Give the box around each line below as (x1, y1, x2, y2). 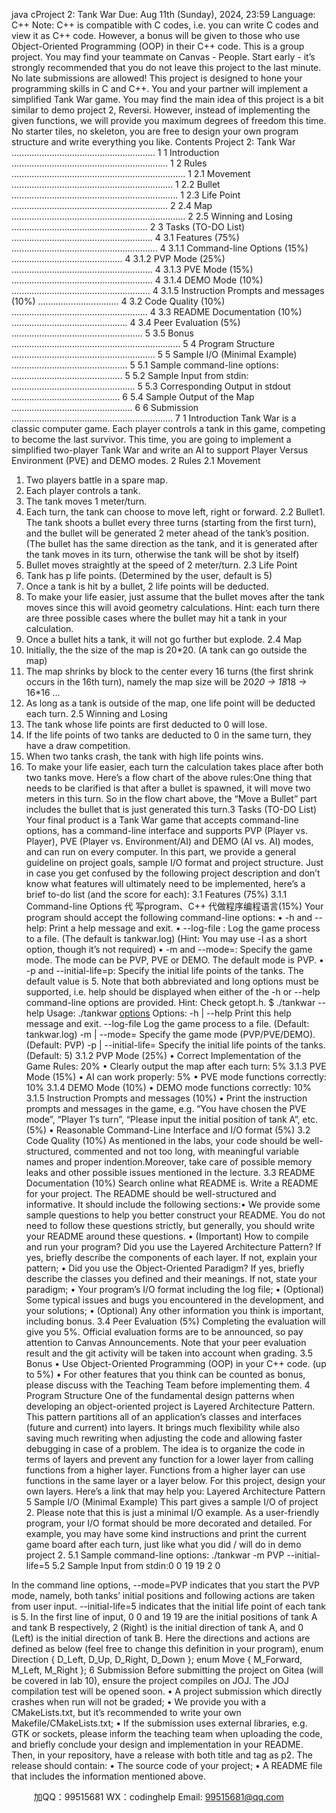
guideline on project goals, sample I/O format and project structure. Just (25, 857, 324, 868)
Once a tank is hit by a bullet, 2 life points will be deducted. (25, 580, 269, 592)
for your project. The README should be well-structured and (25, 1188, 277, 1199)
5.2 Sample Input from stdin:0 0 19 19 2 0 (52, 1560, 221, 1571)
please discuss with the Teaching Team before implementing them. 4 (25, 1379, 311, 1391)
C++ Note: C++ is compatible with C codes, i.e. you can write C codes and (11, 19, 319, 31)
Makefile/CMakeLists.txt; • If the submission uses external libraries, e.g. (11, 1717, 308, 1729)
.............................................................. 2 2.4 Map (11, 200, 213, 211)
